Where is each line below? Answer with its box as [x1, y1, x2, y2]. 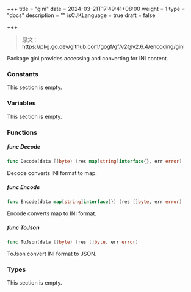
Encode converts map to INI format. [7, 210, 97, 217]
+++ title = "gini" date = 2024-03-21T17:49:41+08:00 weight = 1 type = [7, 5, 186, 12]
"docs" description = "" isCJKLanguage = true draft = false [7, 12, 156, 19]
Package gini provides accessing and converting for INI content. [7, 55, 168, 62]
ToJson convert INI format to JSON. [7, 250, 97, 258]
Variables [7, 99, 36, 107]
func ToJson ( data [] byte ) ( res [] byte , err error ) [7, 239, 139, 246]
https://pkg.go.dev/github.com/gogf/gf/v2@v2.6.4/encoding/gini [21, 43, 185, 50]
